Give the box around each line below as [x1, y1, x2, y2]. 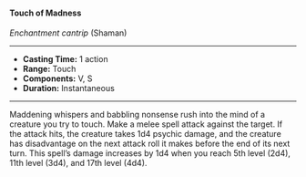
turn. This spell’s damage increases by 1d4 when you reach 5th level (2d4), [9, 148, 291, 159]
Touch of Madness [9, 7, 82, 18]
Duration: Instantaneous [22, 83, 116, 94]
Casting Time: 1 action [22, 54, 108, 65]
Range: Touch [22, 64, 76, 75]
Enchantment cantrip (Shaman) [9, 27, 127, 38]
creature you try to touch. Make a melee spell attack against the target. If [9, 119, 283, 130]
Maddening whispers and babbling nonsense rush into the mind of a [9, 109, 266, 120]
